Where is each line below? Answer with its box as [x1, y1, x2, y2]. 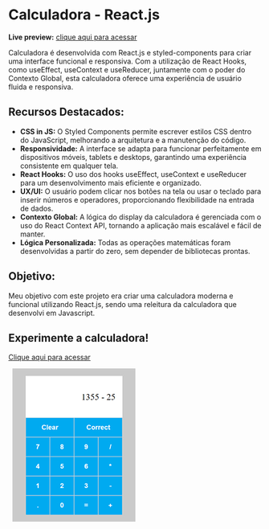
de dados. [19, 203, 54, 213]
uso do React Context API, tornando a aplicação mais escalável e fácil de [19, 220, 263, 230]
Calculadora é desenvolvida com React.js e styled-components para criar [8, 47, 251, 57]
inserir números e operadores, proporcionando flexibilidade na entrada [19, 195, 255, 204]
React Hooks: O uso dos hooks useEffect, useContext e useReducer [19, 169, 247, 178]
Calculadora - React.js [8, 6, 161, 24]
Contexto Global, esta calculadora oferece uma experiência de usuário [8, 73, 243, 83]
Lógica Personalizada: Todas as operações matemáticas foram [19, 237, 231, 247]
